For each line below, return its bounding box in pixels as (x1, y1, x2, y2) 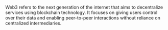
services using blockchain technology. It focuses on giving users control (5, 9, 158, 15)
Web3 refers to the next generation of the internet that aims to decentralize (5, 4, 163, 10)
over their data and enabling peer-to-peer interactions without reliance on (5, 15, 161, 20)
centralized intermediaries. (5, 20, 62, 26)
